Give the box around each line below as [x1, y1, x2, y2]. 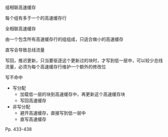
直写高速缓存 [19, 116, 46, 122]
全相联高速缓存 [5, 25, 36, 31]
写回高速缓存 [19, 97, 46, 103]
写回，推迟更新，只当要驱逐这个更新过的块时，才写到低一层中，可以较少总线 [5, 57, 163, 63]
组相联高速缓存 [5, 4, 36, 10]
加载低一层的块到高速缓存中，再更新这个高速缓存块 [19, 91, 125, 97]
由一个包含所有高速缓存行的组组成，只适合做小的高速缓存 [5, 36, 123, 42]
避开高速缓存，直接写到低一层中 [19, 110, 86, 116]
